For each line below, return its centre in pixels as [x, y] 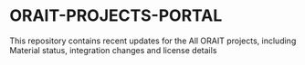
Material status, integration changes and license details [113, 50]
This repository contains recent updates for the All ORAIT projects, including [153, 41]
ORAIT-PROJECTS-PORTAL [116, 16]
